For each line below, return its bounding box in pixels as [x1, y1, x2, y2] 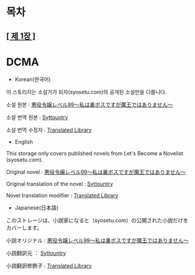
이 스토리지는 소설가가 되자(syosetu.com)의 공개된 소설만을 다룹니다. [6, 88, 167, 95]
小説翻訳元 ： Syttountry [6, 249, 67, 257]
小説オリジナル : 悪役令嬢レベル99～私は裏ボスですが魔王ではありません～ [6, 236, 189, 244]
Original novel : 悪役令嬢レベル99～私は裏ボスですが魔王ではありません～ [6, 168, 186, 176]
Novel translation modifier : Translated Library [6, 192, 119, 199]
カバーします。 [6, 224, 43, 231]
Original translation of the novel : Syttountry [6, 180, 114, 187]
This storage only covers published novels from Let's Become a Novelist [6, 149, 183, 157]
